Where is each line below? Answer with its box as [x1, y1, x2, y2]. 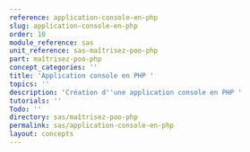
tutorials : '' [9, 96, 63, 106]
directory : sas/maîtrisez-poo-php [9, 113, 139, 122]
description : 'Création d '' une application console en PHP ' [9, 88, 243, 97]
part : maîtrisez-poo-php [9, 55, 102, 63]
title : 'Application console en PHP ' [9, 72, 154, 80]
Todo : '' [9, 105, 42, 114]
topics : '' [9, 80, 50, 89]
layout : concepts [9, 130, 74, 139]
